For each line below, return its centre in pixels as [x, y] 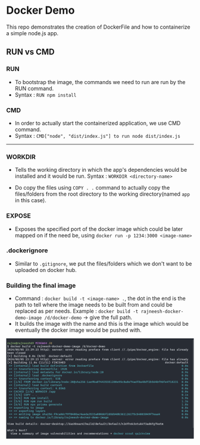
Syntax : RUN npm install [46, 95]
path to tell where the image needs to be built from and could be [93, 305]
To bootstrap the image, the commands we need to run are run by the [100, 82]
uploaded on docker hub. [46, 270]
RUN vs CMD [30, 52]
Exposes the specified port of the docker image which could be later [99, 229]
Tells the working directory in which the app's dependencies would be [101, 170]
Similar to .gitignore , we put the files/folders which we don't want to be [103, 264]
